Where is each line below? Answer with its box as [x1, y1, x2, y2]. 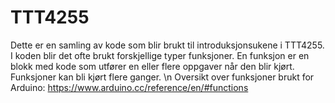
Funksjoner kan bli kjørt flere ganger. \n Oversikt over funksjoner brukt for [10, 71, 315, 83]
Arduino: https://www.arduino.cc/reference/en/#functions [10, 81, 249, 93]
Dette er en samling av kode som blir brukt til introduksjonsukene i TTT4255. [10, 39, 325, 51]
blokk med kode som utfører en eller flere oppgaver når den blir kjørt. [10, 60, 295, 72]
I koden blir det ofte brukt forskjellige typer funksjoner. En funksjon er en [10, 49, 310, 61]
